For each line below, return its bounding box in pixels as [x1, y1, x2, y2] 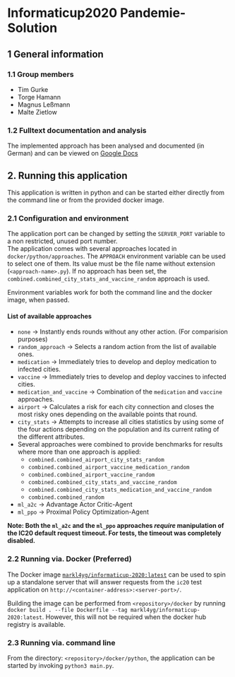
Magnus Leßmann [17, 100, 71, 109]
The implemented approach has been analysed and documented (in [7, 141, 205, 150]
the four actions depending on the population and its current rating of [17, 425, 219, 434]
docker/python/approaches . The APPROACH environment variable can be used [7, 252, 226, 261]
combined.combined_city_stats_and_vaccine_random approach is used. [7, 274, 210, 283]
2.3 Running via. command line [7, 637, 116, 647]
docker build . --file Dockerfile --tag [7, 606, 128, 613]
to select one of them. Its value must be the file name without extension [7, 259, 215, 268]
